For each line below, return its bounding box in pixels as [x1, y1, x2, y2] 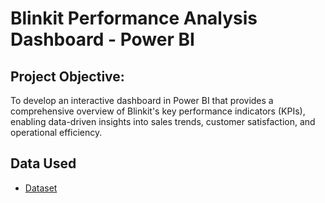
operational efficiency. [10, 127, 103, 138]
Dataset [24, 182, 58, 194]
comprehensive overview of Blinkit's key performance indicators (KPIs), [10, 105, 306, 117]
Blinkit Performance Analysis [10, 7, 258, 30]
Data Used [10, 155, 77, 172]
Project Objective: [10, 68, 125, 85]
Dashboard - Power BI [10, 28, 195, 51]
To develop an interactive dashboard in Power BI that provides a [10, 95, 274, 106]
